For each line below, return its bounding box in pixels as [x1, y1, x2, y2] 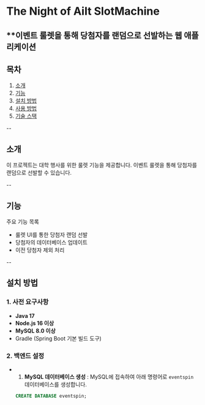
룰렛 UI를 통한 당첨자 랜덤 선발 [15, 231, 88, 238]
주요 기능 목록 [6, 218, 40, 225]
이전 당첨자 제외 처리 [15, 246, 65, 254]
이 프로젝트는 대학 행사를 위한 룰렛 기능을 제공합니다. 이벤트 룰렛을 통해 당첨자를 [6, 161, 198, 169]
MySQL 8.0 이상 [15, 327, 56, 335]
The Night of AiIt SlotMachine [6, 4, 160, 18]
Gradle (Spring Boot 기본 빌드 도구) [15, 335, 102, 342]
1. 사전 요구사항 [6, 298, 49, 306]
